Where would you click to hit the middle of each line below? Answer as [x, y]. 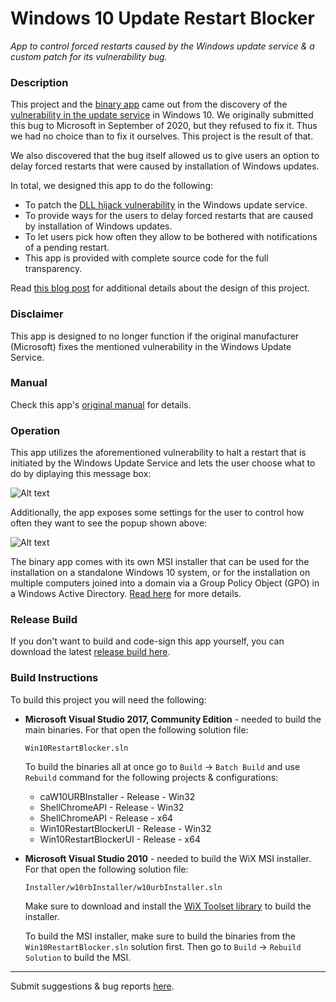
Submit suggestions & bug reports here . [92, 986]
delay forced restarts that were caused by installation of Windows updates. [165, 166]
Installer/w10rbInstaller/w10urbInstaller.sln [123, 887]
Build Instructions [54, 678]
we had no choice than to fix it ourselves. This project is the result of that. [162, 136]
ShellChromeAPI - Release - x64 [106, 818]
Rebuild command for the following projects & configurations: [151, 777]
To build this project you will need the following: [108, 699]
